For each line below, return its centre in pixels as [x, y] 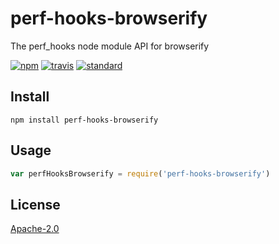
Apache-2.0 [35, 229]
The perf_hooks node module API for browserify [110, 46]
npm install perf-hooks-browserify [84, 120]
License [35, 204]
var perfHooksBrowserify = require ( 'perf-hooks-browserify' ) [140, 173]
